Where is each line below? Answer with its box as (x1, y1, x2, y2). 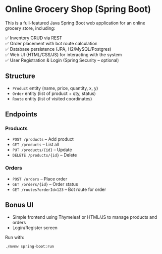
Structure (5, 72, 36, 81)
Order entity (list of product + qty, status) (12, 90, 96, 96)
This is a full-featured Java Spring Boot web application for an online (5, 20, 146, 26)
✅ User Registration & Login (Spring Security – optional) (5, 57, 119, 63)
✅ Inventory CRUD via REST (5, 35, 62, 41)
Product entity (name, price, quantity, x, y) (12, 85, 98, 91)
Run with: (5, 234, 25, 240)
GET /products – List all (12, 142, 59, 148)
